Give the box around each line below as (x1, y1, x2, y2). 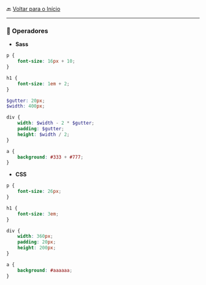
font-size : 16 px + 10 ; (17, 58, 75, 64)
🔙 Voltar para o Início (6, 6, 61, 12)
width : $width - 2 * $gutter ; (17, 120, 95, 127)
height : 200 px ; (17, 245, 56, 251)
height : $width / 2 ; (17, 131, 70, 138)
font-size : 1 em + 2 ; (17, 80, 70, 87)
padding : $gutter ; (17, 126, 64, 132)
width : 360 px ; (17, 233, 53, 240)
